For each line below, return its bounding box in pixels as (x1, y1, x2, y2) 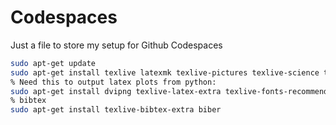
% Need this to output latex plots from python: (10, 77, 217, 87)
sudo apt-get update (10, 58, 97, 68)
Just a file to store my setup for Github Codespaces (10, 39, 223, 51)
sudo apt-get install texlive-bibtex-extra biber (10, 105, 222, 115)
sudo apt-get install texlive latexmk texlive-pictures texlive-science (10, 67, 320, 78)
